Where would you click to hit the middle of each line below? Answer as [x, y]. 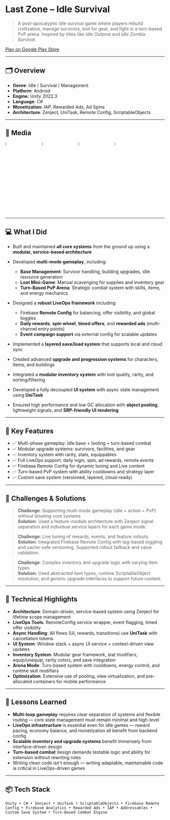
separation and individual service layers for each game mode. [82, 527]
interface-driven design [37, 747]
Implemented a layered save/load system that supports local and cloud [88, 344]
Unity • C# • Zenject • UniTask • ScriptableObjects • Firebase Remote [82, 804]
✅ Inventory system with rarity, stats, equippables [65, 455]
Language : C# [28, 101]
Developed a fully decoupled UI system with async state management [86, 390]
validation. [28, 553]
